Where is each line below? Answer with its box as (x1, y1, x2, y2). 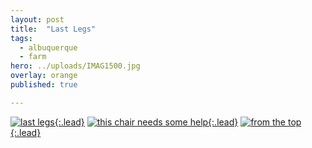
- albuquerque (19, 42, 78, 53)
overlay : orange (10, 71, 78, 81)
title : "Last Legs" (10, 24, 97, 34)
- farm (19, 52, 47, 62)
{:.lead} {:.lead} (54, 116, 239, 128)
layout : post (10, 14, 65, 25)
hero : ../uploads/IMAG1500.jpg (10, 61, 141, 71)
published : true (10, 80, 78, 90)
